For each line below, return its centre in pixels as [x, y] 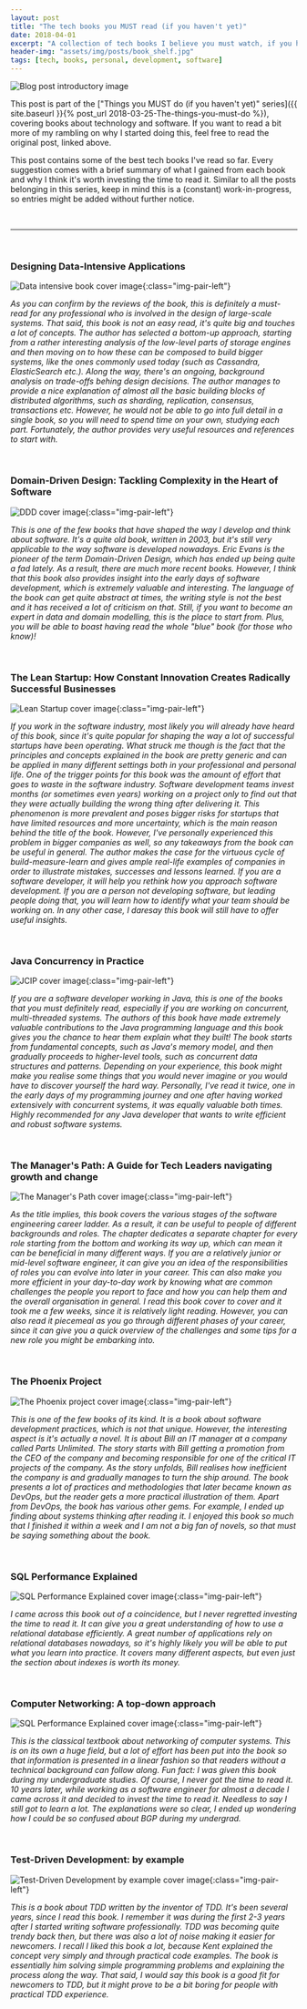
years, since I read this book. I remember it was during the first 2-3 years [148, 1917]
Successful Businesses [63, 689]
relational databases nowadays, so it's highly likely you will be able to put [149, 1643]
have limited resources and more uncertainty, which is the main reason [144, 823]
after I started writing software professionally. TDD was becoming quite [145, 1926]
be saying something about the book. [81, 1535]
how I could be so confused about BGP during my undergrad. [126, 1819]
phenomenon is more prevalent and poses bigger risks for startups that [145, 813]
